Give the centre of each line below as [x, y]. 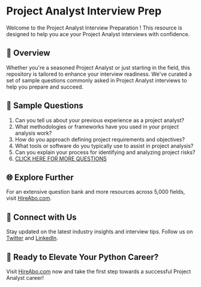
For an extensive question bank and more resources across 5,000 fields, [96, 192]
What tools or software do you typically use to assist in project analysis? [104, 146]
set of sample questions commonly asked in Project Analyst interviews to [97, 80]
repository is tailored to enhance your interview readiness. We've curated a [99, 74]
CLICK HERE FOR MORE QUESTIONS [61, 158]
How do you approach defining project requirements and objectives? [100, 139]
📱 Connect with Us [41, 217]
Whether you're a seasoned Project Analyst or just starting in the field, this [98, 67]
